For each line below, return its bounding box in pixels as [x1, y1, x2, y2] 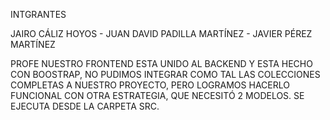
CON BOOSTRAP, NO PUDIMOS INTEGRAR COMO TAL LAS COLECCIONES [10, 69, 321, 80]
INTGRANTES [10, 9, 67, 20]
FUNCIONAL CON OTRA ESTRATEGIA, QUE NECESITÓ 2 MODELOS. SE [10, 90, 305, 101]
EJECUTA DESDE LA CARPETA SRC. [10, 100, 160, 112]
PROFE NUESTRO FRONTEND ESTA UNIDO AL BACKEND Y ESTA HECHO [10, 58, 313, 69]
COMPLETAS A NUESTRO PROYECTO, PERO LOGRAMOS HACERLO [10, 79, 290, 91]
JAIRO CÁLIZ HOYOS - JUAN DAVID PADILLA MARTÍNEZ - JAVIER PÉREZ [10, 28, 313, 39]
